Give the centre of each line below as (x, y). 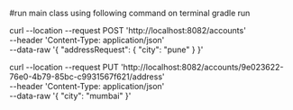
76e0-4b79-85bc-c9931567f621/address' (87, 77)
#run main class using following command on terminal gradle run (130, 13)
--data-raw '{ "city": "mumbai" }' (70, 96)
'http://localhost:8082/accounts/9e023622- (202, 67)
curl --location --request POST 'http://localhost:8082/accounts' (128, 30)
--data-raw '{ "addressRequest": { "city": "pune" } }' (106, 50)
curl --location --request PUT (64, 67)
